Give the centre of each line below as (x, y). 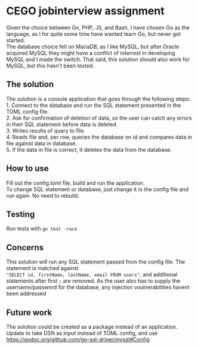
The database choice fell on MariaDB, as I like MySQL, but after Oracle (93, 47)
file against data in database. (42, 143)
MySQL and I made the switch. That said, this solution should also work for (98, 59)
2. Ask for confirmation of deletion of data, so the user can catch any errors (99, 118)
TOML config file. (27, 111)
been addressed (26, 293)
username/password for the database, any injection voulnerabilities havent (98, 287)
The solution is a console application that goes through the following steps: (98, 99)
